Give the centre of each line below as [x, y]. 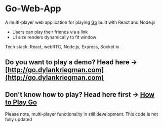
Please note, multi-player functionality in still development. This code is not [81, 114]
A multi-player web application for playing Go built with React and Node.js [80, 22]
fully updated [19, 120]
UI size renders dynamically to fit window [54, 37]
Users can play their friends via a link [50, 32]
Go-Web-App [33, 9]
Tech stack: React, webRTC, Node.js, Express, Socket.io [62, 46]
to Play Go [21, 102]
